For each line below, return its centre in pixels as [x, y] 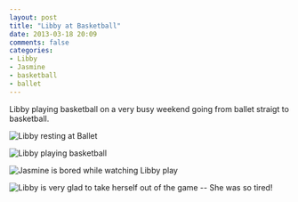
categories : [31, 51]
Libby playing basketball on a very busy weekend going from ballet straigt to [149, 109]
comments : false [39, 42]
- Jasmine [28, 68]
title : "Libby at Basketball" [65, 26]
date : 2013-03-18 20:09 [53, 34]
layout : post [33, 17]
